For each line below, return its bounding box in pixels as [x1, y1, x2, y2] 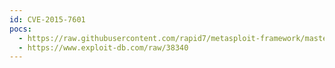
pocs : [9, 24, 32, 34]
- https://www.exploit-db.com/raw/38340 [18, 42, 189, 53]
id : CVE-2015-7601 [9, 14, 86, 25]
